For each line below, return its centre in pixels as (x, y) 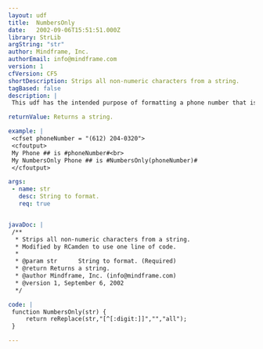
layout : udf (27, 15)
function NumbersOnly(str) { (59, 312)
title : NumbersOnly (42, 23)
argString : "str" (36, 45)
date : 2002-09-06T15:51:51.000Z (65, 30)
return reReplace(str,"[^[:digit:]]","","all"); (106, 319)
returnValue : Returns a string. (61, 117)
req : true (34, 204)
